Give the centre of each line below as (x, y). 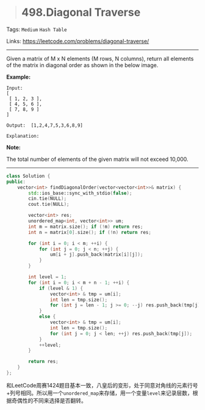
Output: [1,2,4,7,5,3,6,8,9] (45, 125)
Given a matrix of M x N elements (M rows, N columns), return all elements (100, 58)
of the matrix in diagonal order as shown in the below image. (82, 65)
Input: (15, 88)
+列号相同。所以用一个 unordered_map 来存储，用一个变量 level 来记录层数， (100, 393)
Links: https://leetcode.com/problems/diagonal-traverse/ (78, 41)
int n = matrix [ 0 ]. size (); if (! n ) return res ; (90, 232)
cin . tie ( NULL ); (48, 199)
